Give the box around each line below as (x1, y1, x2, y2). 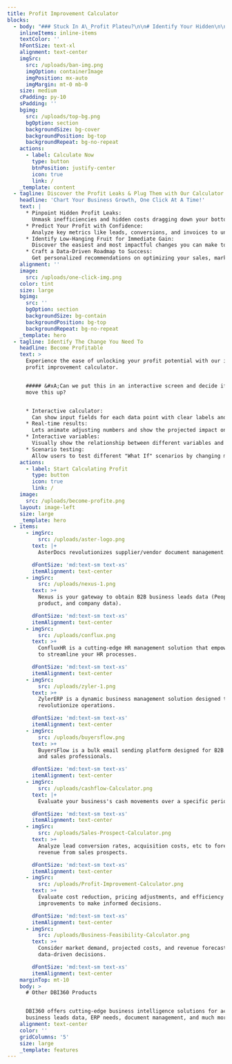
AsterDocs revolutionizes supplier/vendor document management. (37, 549, 227, 556)
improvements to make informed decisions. (37, 900, 162, 907)
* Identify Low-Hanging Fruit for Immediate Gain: (25, 235, 175, 242)
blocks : (7, 17, 30, 24)
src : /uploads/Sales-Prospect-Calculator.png (37, 829, 171, 837)
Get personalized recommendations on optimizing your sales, (32, 255, 212, 262)
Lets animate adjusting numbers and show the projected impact (32, 427, 217, 434)
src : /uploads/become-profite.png (25, 497, 126, 504)
